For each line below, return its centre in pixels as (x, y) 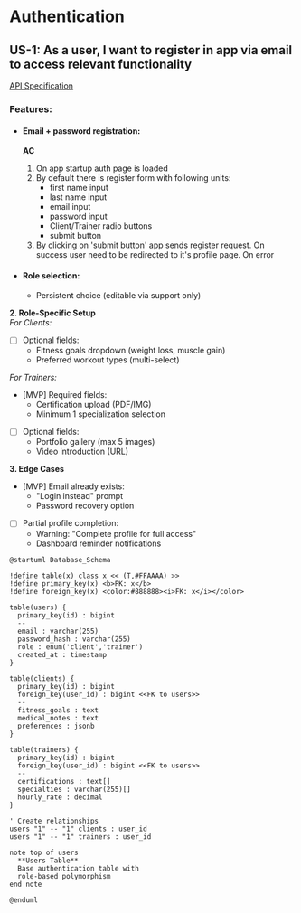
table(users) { (38, 607)
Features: (31, 108)
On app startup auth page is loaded (102, 168)
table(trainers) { (44, 749)
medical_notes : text (58, 718)
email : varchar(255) (58, 631)
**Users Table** (48, 861)
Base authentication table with (79, 868)
